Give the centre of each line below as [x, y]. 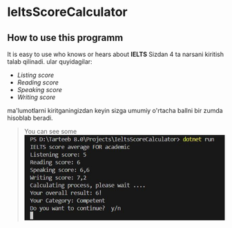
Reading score [38, 82]
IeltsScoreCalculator [67, 12]
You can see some [50, 131]
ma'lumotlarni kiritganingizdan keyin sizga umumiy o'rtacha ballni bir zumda [115, 111]
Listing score [36, 75]
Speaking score [39, 90]
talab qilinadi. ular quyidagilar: [50, 62]
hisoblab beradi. [30, 118]
